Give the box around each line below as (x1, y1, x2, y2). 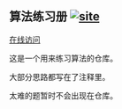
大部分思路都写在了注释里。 (9, 71, 111, 82)
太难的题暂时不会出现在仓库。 (9, 90, 118, 100)
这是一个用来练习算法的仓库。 (9, 53, 118, 63)
